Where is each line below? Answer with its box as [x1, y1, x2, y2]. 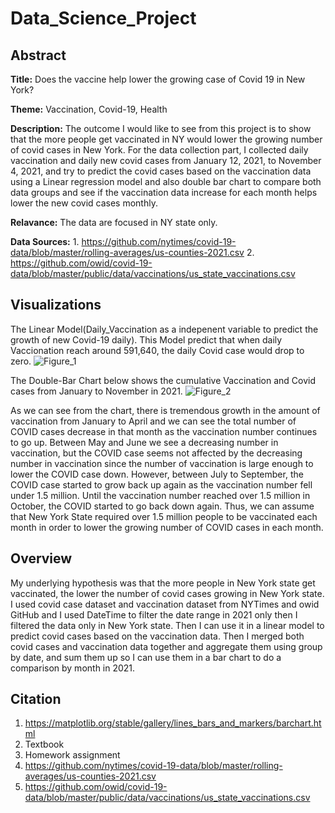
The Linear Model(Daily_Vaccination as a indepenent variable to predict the [10, 323, 319, 335]
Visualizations [10, 297, 102, 314]
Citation [10, 691, 62, 708]
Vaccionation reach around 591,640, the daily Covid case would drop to [10, 344, 305, 356]
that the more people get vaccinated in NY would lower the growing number [10, 133, 323, 145]
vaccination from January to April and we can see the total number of [10, 415, 297, 427]
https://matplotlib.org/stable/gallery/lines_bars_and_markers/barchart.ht [24, 717, 322, 729]
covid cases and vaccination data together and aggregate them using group [10, 640, 323, 652]
